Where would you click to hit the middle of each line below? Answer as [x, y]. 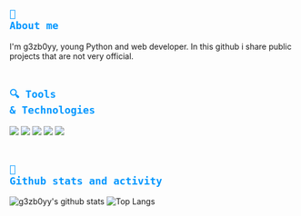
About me [34, 26]
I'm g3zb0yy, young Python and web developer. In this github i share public [151, 46]
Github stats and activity [86, 181]
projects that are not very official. [72, 56]
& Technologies [52, 110]
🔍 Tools [33, 94]
